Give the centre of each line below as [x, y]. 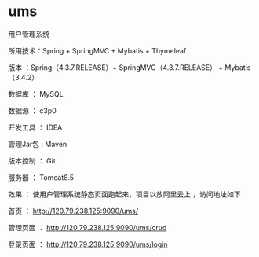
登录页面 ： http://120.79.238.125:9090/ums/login [88, 244]
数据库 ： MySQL [36, 94]
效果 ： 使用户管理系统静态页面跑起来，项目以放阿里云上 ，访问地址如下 [124, 194]
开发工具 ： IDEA [35, 127]
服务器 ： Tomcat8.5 [41, 177]
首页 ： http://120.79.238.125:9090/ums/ [73, 211]
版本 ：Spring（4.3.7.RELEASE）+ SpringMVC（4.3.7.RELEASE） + [116, 67]
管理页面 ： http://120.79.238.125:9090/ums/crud [88, 227]
